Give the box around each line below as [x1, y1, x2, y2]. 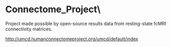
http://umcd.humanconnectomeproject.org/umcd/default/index [5, 36, 138, 42]
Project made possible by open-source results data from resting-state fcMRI [5, 20, 166, 27]
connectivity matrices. [5, 26, 53, 32]
